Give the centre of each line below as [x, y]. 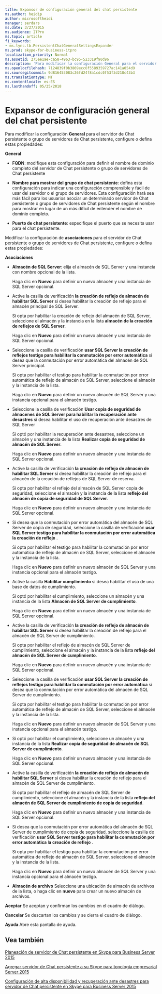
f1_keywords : [18, 41]
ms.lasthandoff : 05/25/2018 [33, 86]
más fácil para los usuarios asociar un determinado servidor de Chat [80, 198]
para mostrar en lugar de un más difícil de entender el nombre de [77, 209]
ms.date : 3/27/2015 [25, 28]
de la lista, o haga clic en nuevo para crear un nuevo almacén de [76, 891]
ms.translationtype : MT [29, 77]
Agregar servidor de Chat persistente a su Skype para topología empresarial [81, 967]
